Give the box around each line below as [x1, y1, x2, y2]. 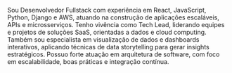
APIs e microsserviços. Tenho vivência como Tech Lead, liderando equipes [7, 21, 225, 29]
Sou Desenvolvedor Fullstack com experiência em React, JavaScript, [7, 6, 207, 14]
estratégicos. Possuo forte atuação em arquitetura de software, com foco [7, 50, 220, 58]
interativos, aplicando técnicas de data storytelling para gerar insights [7, 43, 210, 51]
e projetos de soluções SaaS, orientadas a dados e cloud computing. [7, 28, 207, 36]
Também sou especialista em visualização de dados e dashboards [7, 35, 200, 44]
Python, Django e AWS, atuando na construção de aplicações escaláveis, [7, 13, 220, 22]
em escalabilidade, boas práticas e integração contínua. [7, 58, 169, 65]
